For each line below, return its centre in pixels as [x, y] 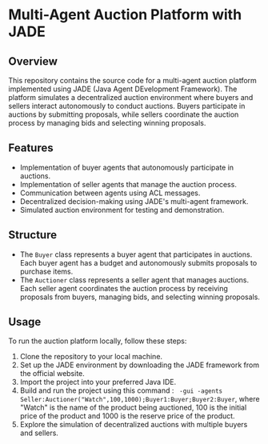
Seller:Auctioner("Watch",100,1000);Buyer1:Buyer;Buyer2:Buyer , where [140, 399]
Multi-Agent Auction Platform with [125, 15]
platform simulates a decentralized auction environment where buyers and [131, 97]
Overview [33, 61]
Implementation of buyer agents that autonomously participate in [127, 167]
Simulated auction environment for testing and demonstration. [122, 210]
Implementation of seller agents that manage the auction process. [128, 184]
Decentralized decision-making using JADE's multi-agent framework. [134, 201]
